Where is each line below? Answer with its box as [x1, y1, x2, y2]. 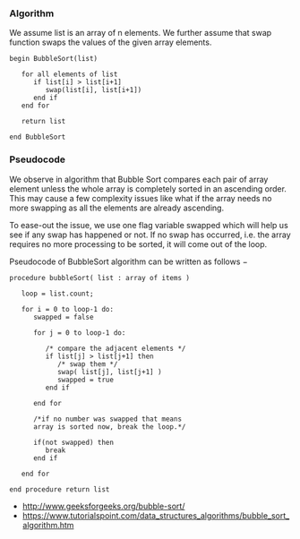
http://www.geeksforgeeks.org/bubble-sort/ [21, 500, 185, 511]
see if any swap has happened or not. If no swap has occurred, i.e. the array [9, 229, 291, 240]
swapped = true [56, 375, 115, 384]
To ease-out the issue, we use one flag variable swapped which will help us [9, 219, 288, 230]
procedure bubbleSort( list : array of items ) [9, 273, 191, 282]
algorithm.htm [21, 519, 74, 530]
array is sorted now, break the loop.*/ [32, 422, 186, 432]
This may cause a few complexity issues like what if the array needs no [9, 192, 272, 203]
